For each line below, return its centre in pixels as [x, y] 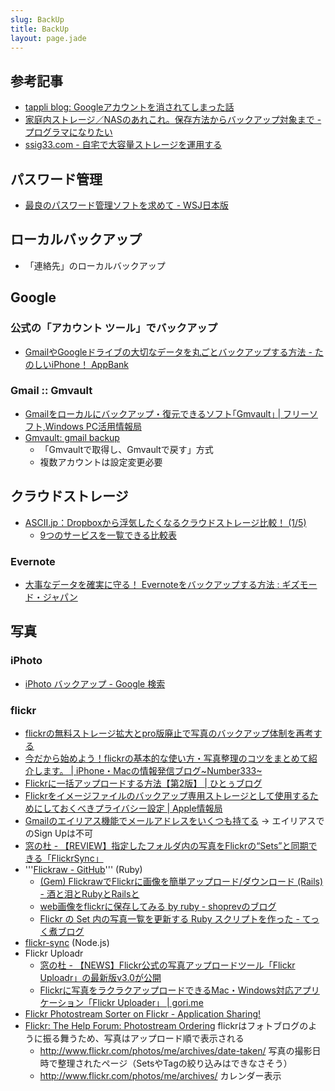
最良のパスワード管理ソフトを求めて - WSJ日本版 [126, 205]
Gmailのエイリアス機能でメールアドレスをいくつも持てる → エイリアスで [174, 820]
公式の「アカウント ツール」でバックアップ [114, 328]
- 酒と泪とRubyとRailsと [89, 893]
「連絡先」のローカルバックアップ [95, 265]
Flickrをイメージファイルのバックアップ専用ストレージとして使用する [167, 795]
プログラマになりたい [68, 132]
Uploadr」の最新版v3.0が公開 [100, 977]
